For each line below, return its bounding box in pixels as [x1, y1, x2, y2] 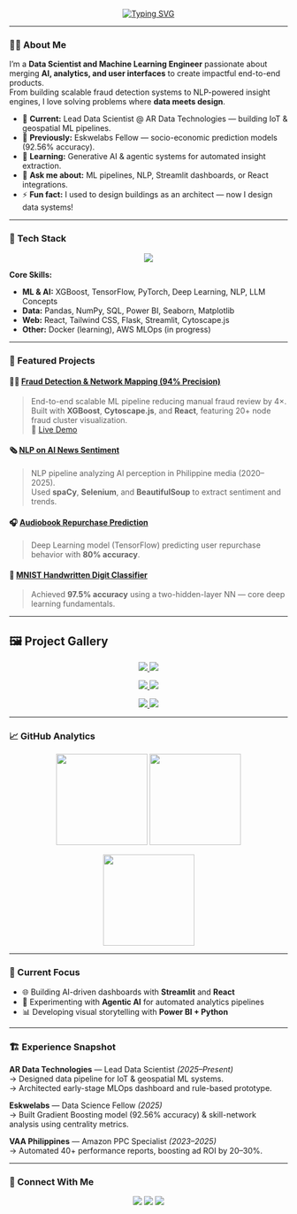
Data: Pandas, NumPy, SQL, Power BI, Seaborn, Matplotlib [21, 305, 235, 316]
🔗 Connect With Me [9, 1175, 95, 1187]
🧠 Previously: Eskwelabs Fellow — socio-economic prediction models [21, 133, 278, 143]
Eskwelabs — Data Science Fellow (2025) [9, 1100, 163, 1110]
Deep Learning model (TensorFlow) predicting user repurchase [30, 540, 261, 550]
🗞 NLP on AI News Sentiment [9, 445, 120, 456]
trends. [30, 496, 57, 506]
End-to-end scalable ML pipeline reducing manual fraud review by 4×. [30, 396, 287, 406]
